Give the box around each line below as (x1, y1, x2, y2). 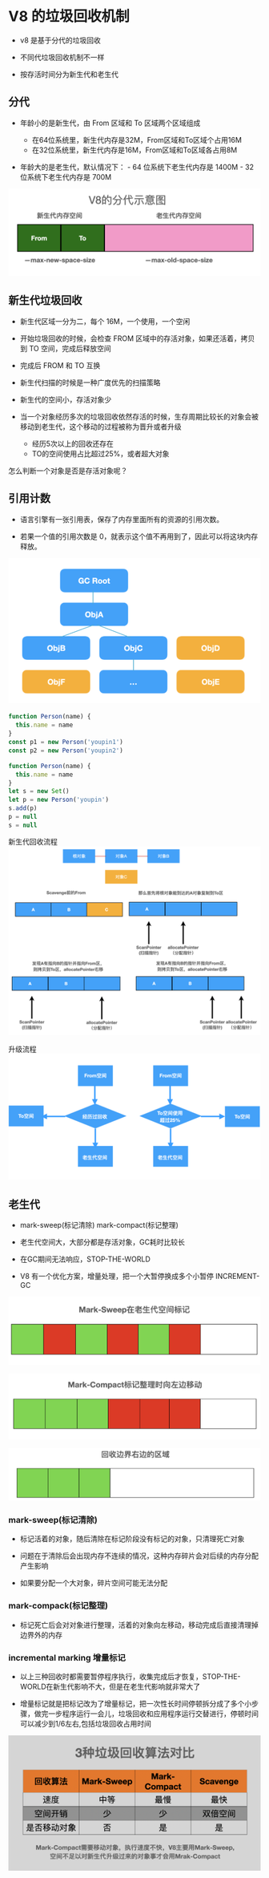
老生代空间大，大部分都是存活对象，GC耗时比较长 (19, 1237, 186, 1247)
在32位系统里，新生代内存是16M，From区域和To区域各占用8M (31, 145, 238, 155)
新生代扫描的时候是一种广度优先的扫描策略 (19, 378, 161, 387)
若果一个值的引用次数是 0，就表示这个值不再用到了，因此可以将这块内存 (19, 531, 259, 541)
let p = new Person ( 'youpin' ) (8, 795, 110, 804)
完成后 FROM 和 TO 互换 (19, 360, 101, 370)
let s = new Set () (8, 787, 70, 795)
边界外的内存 (19, 1629, 62, 1640)
